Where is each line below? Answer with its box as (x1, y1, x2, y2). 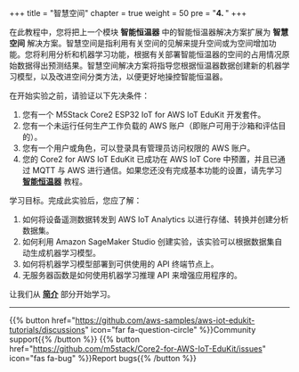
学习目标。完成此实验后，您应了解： (9, 195, 142, 205)
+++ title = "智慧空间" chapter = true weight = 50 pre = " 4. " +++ (9, 8, 247, 18)
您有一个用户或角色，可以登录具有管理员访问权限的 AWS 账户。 (21, 143, 255, 153)
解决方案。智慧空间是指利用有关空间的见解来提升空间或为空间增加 (26, 38, 269, 48)
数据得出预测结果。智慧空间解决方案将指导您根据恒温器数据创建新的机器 (16, 61, 282, 70)
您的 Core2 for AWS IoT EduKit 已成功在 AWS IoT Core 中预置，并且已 (21, 154, 279, 164)
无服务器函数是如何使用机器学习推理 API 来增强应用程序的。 (21, 270, 243, 280)
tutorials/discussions (9, 325, 86, 335)
